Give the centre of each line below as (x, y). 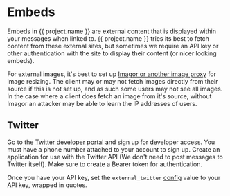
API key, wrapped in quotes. (47, 185)
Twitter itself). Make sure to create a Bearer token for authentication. (105, 164)
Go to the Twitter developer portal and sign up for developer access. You (111, 142)
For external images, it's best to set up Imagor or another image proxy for (112, 74)
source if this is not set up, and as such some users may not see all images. (115, 89)
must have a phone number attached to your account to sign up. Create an (114, 149)
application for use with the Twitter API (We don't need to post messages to (115, 157)
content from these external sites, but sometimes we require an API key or (113, 46)
